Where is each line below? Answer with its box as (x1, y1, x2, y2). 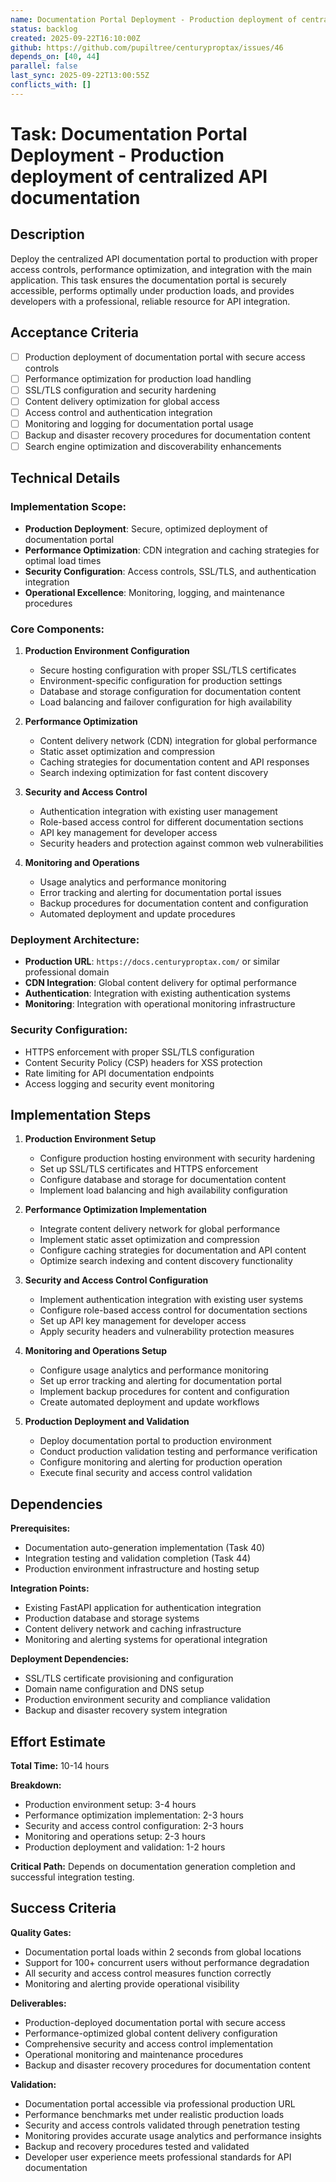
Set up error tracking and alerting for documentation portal (39, 1375, 282, 1387)
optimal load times (24, 554, 102, 566)
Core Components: (10, 622, 105, 636)
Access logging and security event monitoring (24, 1077, 215, 1090)
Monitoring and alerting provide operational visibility (24, 1977, 240, 1990)
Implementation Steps (10, 1107, 152, 1124)
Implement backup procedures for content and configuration (39, 1386, 290, 1398)
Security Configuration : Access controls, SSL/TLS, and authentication (24, 565, 317, 577)
